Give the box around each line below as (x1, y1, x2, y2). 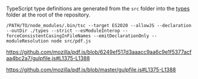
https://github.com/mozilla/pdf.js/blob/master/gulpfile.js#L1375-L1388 (6, 66, 176, 73)
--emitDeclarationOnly (93, 33, 150, 39)
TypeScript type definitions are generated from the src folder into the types (6, 5, 190, 12)
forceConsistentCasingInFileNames (6, 33, 92, 39)
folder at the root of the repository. (6, 11, 90, 18)
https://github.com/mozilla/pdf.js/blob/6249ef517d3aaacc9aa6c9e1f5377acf (6, 48, 192, 55)
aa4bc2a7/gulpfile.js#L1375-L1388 (6, 55, 90, 61)
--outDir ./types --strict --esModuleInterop (6, 28, 120, 34)
